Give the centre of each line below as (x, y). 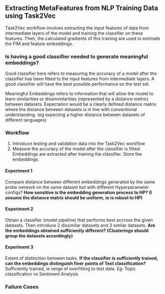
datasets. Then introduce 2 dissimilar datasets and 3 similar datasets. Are (80, 225)
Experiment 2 (19, 209)
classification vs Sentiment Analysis (42, 274)
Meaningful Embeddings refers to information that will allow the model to (79, 94)
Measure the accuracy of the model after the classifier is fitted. (77, 149)
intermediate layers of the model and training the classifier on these (74, 33)
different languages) (26, 120)
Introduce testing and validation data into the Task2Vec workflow (79, 144)
